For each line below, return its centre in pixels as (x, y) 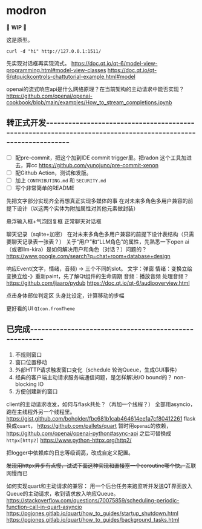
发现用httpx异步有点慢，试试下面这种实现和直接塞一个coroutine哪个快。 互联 (101, 465)
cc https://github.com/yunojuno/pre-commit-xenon (95, 165)
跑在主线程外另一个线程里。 (41, 411)
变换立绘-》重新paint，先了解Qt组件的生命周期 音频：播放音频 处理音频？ (98, 276)
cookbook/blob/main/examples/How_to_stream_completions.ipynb (89, 102)
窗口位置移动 (31, 362)
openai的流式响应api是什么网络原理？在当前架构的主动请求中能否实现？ (95, 89)
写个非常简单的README (45, 188)
